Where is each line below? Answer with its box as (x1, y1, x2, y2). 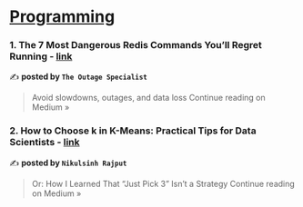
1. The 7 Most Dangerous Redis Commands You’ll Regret (9, 39, 262, 52)
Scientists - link (9, 136, 80, 149)
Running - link (9, 50, 73, 63)
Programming (9, 6, 116, 27)
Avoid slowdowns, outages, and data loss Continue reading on (31, 93, 266, 103)
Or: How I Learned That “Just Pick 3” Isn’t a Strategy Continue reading (31, 178, 296, 189)
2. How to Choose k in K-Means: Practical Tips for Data (9, 124, 257, 137)
